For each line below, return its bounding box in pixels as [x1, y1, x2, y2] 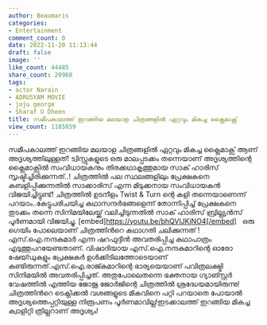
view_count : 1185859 [8, 123, 77, 131]
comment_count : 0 [8, 33, 66, 42]
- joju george [8, 100, 56, 108]
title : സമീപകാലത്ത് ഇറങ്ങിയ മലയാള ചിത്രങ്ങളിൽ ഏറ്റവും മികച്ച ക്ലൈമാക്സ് [8, 116, 238, 123]
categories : [8, 19, 48, 27]
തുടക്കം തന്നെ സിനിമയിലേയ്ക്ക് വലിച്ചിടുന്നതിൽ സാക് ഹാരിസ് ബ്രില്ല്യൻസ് [8, 207, 243, 217]
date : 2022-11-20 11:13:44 [8, 41, 98, 49]
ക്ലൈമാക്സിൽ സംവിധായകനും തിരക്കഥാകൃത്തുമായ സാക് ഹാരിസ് [8, 162, 219, 172]
